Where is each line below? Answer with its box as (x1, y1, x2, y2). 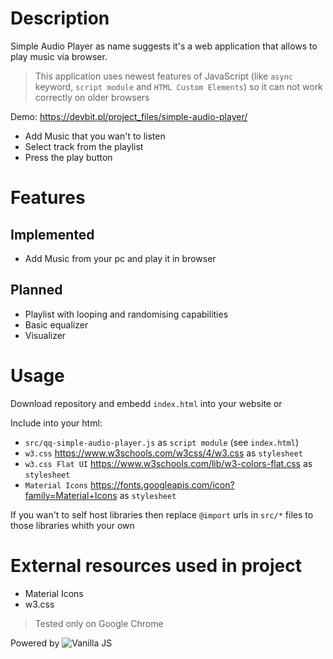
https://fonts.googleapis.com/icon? (89, 478, 235, 491)
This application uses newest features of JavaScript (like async (34, 70, 293, 82)
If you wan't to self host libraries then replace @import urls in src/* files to (10, 508, 314, 521)
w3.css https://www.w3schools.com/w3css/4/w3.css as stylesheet (24, 447, 304, 459)
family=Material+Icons (24, 489, 118, 501)
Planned (10, 282, 63, 299)
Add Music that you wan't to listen (24, 130, 166, 142)
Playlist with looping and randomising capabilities (24, 308, 229, 320)
